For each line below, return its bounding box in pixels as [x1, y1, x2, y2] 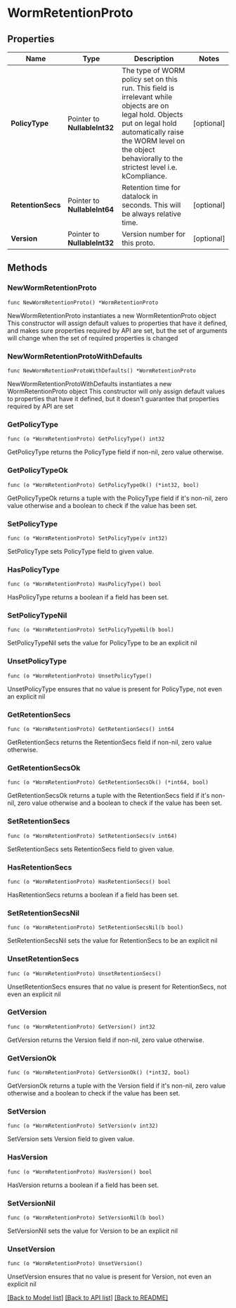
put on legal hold [122, 118, 177, 128]
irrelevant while [122, 92, 173, 101]
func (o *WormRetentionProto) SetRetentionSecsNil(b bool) [7, 924, 184, 932]
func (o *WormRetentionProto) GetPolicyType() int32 [7, 436, 165, 443]
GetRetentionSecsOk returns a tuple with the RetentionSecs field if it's [7, 792, 210, 800]
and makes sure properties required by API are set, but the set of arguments [7, 326, 228, 335]
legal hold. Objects [122, 110, 184, 119]
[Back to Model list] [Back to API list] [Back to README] [7, 1293, 169, 1302]
